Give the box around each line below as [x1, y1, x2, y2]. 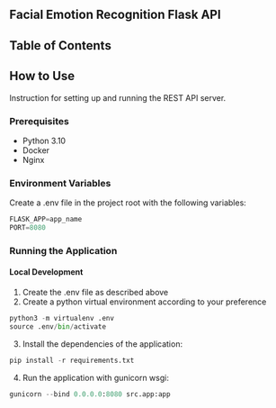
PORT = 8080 [9, 223, 47, 232]
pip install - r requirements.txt [9, 356, 135, 365]
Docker [22, 144, 50, 156]
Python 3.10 [22, 135, 66, 146]
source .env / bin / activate [9, 322, 106, 331]
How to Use [9, 68, 76, 84]
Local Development [9, 267, 84, 277]
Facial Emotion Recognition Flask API [9, 7, 222, 23]
